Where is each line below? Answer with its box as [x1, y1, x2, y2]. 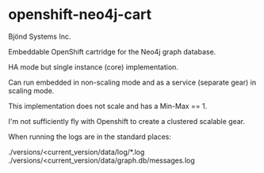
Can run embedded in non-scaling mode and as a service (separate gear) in [8, 77, 256, 87]
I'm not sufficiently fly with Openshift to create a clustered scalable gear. [8, 116, 246, 126]
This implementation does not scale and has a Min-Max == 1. [8, 101, 208, 111]
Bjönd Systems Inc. [8, 32, 71, 41]
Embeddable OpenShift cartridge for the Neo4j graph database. [8, 47, 216, 56]
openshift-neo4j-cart [8, 6, 152, 24]
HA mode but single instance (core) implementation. [8, 62, 178, 72]
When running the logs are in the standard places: [8, 132, 172, 141]
